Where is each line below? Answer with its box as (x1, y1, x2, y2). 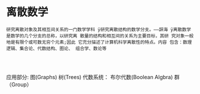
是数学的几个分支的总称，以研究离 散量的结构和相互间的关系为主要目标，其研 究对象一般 (6, 33, 194, 39)
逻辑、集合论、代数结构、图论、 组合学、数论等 (6, 45, 107, 51)
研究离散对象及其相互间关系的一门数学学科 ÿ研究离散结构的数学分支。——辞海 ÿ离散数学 (6, 26, 191, 33)
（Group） (6, 81, 32, 88)
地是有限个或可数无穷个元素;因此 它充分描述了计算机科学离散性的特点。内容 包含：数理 (6, 39, 192, 45)
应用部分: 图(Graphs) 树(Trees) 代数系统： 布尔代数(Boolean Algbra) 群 (6, 73, 180, 80)
